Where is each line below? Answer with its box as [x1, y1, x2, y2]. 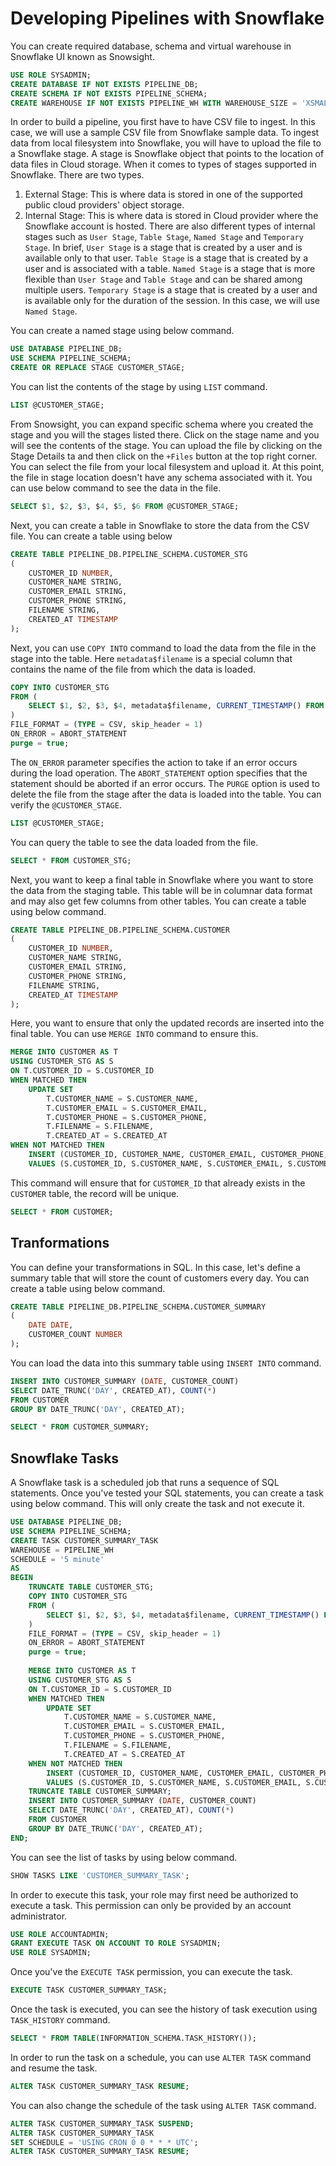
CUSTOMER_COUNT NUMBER [28, 1330, 123, 1340]
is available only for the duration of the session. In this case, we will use [24, 295, 320, 307]
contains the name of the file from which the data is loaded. [10, 663, 256, 675]
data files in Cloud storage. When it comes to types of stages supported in [10, 158, 317, 171]
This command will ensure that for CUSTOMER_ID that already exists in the [10, 1177, 306, 1189]
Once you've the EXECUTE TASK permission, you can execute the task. [10, 1966, 293, 1978]
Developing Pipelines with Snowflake [10, 7, 325, 30]
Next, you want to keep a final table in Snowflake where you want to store [10, 873, 314, 886]
